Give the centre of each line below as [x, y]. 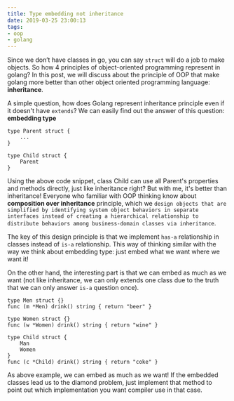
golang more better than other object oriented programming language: [109, 82]
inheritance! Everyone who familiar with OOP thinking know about [102, 196]
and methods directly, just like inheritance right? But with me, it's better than [117, 189]
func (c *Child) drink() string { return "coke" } [83, 362]
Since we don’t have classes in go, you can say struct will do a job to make [116, 60]
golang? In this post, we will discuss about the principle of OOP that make [113, 75]
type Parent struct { [39, 131]
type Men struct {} [36, 301]
